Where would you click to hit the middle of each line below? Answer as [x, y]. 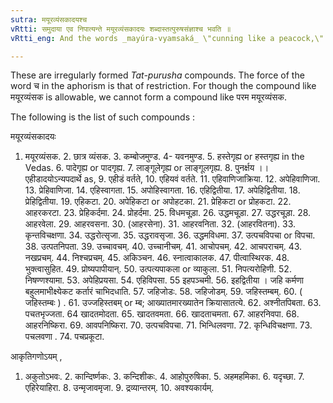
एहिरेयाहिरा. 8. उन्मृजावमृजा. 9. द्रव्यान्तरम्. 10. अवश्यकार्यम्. [119, 388]
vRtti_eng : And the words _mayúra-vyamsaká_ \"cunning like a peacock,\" [167, 38]
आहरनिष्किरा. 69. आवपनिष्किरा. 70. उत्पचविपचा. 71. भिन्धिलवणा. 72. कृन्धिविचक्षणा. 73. [168, 325]
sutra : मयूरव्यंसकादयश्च [49, 19]
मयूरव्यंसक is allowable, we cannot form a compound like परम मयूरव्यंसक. [148, 97]
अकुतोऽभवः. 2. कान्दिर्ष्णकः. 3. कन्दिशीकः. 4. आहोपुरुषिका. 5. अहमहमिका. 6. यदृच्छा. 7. [164, 377]
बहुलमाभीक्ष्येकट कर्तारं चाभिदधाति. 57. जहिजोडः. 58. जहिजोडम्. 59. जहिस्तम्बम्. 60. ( [163, 292]
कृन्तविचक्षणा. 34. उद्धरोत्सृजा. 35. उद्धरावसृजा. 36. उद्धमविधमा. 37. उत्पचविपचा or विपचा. [170, 235]
